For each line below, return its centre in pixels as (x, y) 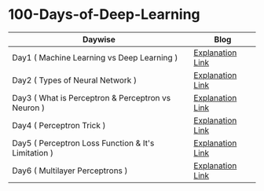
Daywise (99, 39)
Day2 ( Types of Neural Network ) (75, 80)
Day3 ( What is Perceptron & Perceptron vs (92, 97)
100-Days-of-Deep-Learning (104, 15)
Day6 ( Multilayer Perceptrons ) (70, 171)
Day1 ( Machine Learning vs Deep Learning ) (95, 57)
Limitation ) (33, 152)
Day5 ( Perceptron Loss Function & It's (83, 143)
